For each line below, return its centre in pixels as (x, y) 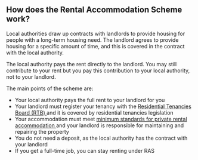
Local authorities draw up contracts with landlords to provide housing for (96, 33)
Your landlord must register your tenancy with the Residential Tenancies (103, 106)
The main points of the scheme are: (50, 88)
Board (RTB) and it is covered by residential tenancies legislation (94, 112)
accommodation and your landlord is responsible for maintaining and (99, 125)
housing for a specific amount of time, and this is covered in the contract (95, 46)
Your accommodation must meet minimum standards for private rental (101, 119)
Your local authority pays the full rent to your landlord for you (90, 100)
